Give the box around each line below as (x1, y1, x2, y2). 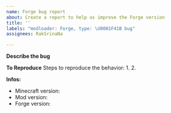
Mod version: (14, 94, 48, 101)
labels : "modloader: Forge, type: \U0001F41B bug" (6, 25, 136, 32)
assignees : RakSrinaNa (6, 31, 63, 37)
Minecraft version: (14, 87, 61, 94)
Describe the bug (6, 53, 50, 60)
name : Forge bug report (6, 8, 66, 15)
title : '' (6, 20, 31, 26)
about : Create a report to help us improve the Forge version (6, 14, 165, 20)
